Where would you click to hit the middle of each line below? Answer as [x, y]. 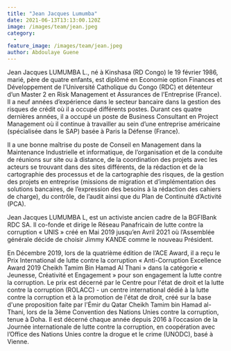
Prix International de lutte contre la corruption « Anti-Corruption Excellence [114, 260]
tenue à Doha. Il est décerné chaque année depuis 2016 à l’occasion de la [112, 319]
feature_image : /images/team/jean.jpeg [65, 46]
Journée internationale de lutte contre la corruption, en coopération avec [111, 327]
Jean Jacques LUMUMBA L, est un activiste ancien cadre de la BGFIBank [112, 217]
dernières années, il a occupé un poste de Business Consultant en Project [113, 116]
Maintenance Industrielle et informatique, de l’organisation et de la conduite [115, 152]
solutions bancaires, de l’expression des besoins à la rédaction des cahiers [114, 189]
